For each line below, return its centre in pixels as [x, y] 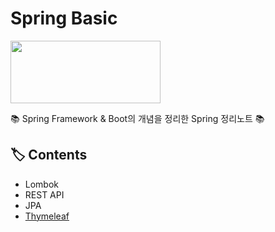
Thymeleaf [47, 216]
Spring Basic [64, 18]
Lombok [42, 184]
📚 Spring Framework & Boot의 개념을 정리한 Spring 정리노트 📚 [137, 118]
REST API [44, 194]
